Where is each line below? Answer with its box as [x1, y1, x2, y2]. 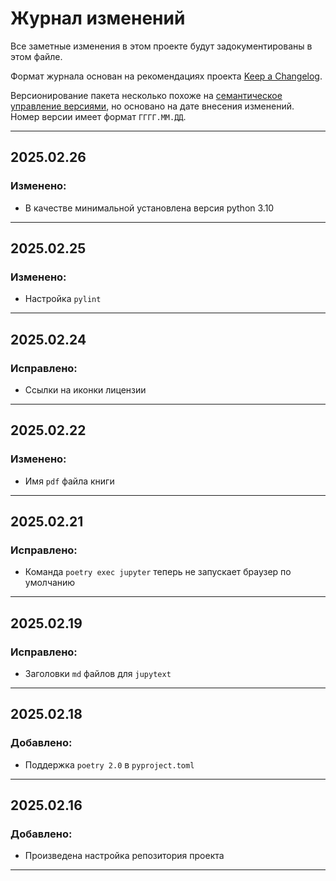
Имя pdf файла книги [24, 475, 115, 487]
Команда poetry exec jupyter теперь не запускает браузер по [24, 566, 292, 578]
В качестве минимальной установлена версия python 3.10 [24, 202, 275, 214]
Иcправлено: [10, 361, 78, 375]
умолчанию [24, 577, 76, 589]
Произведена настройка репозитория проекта [24, 850, 225, 862]
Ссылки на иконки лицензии [24, 384, 147, 396]
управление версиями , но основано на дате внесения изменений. [10, 100, 295, 112]
